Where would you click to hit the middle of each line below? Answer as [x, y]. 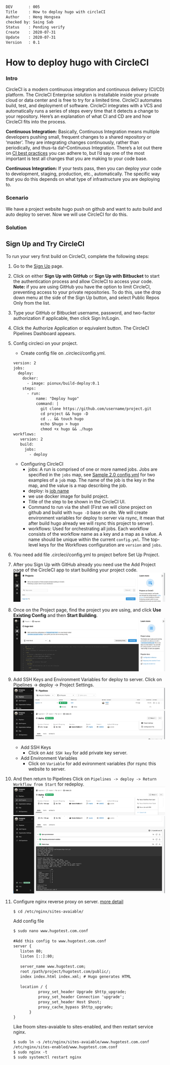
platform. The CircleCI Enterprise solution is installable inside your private [82, 95]
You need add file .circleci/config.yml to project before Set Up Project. [86, 555]
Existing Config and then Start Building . [55, 615]
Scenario [17, 198]
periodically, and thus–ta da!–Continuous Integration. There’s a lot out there [84, 148]
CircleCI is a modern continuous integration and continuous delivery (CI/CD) [85, 89]
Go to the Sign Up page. [38, 266]
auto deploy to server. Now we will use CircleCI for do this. [67, 214]
